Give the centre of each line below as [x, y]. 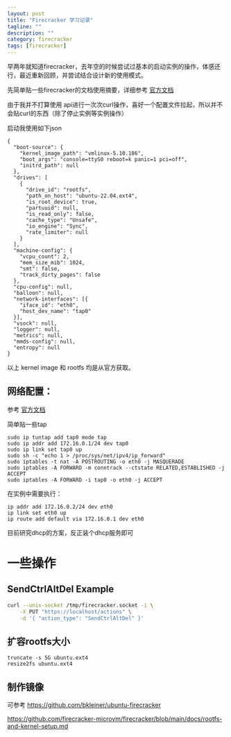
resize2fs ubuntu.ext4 [40, 664]
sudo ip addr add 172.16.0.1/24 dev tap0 [68, 443]
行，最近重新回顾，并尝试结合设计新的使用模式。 [77, 75]
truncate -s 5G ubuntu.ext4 [48, 658]
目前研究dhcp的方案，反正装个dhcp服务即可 [70, 532]
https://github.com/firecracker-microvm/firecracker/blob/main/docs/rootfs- [115, 719]
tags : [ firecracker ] [37, 46]
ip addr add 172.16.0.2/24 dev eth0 [60, 507]
